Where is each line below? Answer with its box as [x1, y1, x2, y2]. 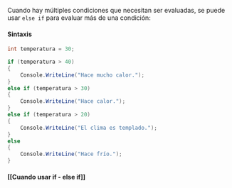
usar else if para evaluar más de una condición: [7, 13, 151, 22]
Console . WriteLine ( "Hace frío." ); [20, 150, 122, 158]
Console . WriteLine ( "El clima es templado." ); [20, 124, 158, 131]
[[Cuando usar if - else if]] [7, 172, 85, 181]
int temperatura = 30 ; [7, 45, 75, 52]
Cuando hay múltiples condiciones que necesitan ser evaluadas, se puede [7, 6, 226, 14]
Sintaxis [7, 30, 32, 38]
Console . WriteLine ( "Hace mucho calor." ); [20, 71, 144, 79]
